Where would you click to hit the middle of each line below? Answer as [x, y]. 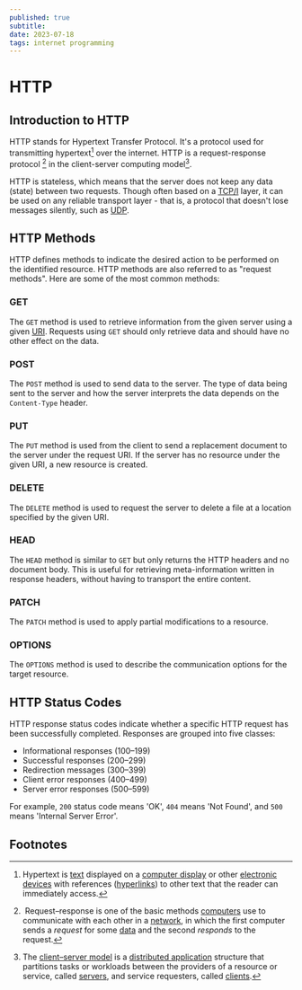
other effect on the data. [54, 340]
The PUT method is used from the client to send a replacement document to [148, 446]
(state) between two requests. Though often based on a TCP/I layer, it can [147, 190]
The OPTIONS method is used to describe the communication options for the [148, 665]
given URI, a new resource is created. [79, 464]
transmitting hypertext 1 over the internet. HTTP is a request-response [138, 152]
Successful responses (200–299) [84, 761]
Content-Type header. [49, 402]
